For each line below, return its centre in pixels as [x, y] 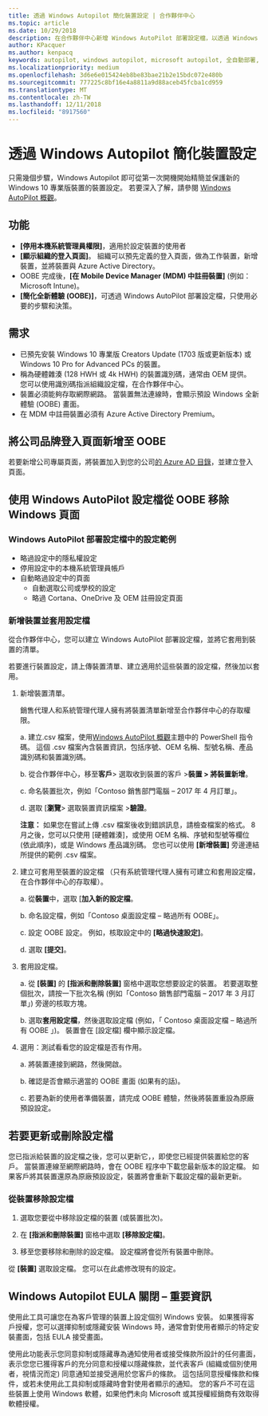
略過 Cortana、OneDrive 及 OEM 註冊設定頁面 [107, 598]
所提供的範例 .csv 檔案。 [60, 855]
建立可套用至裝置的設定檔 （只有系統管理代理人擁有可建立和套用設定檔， [140, 872]
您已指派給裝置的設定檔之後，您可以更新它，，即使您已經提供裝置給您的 [125, 1157]
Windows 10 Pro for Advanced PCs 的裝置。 [92, 364]
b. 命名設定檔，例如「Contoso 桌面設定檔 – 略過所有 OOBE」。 [121, 916]
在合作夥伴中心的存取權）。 [63, 882]
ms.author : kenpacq [41, 53]
